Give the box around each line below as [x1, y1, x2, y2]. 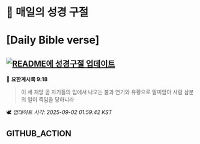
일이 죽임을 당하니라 [27, 96, 74, 103]
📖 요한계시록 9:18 [6, 76, 48, 83]
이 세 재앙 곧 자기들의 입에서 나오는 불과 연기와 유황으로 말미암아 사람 [20, 88, 183, 96]
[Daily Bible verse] [6, 34, 100, 47]
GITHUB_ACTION [6, 128, 72, 139]
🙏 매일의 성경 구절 [6, 5, 89, 19]
